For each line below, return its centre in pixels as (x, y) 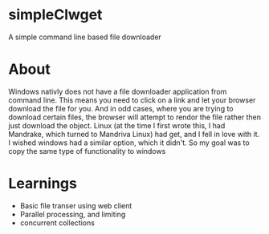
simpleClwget (55, 15)
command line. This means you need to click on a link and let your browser (132, 100)
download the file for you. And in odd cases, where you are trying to (121, 108)
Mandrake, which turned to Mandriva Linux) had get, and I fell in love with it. (134, 134)
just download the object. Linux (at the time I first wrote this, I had (117, 125)
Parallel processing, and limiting (73, 214)
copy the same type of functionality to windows (87, 151)
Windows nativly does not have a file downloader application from (118, 91)
